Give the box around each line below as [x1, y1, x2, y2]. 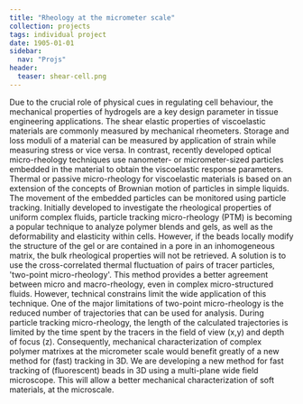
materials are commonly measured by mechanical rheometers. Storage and [9, 125, 289, 136]
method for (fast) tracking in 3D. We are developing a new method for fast [9, 355, 284, 366]
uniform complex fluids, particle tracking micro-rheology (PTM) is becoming [9, 211, 293, 222]
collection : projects [9, 22, 91, 31]
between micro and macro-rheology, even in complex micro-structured [9, 279, 274, 289]
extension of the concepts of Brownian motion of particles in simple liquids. [9, 182, 290, 194]
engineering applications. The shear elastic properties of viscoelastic [9, 115, 266, 126]
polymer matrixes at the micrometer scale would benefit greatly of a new [9, 345, 280, 356]
